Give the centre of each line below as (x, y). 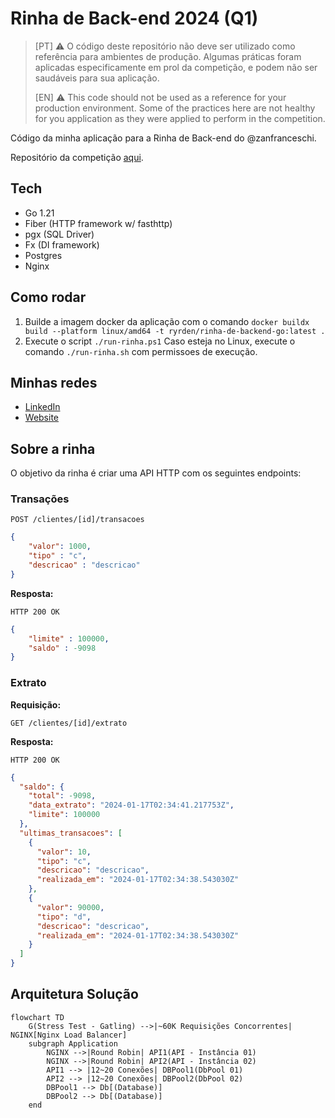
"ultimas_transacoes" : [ (71, 833)
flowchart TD (37, 1017)
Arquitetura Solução (74, 994)
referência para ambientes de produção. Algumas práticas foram (168, 56)
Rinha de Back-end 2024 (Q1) (134, 18)
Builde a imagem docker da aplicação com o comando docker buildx (167, 321)
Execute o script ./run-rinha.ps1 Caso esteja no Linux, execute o (160, 341)
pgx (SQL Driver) (59, 234)
